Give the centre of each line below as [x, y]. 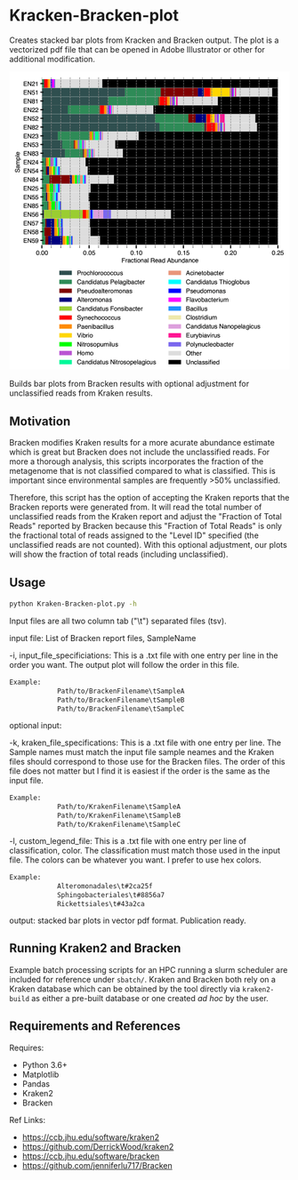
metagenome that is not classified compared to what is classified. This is [142, 471]
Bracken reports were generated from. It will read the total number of [136, 507]
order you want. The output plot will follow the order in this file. [125, 664]
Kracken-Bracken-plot [94, 16]
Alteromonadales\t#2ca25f [105, 886]
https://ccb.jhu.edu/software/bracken [91, 1156]
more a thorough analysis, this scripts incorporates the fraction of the [137, 462]
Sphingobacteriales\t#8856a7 [111, 895]
